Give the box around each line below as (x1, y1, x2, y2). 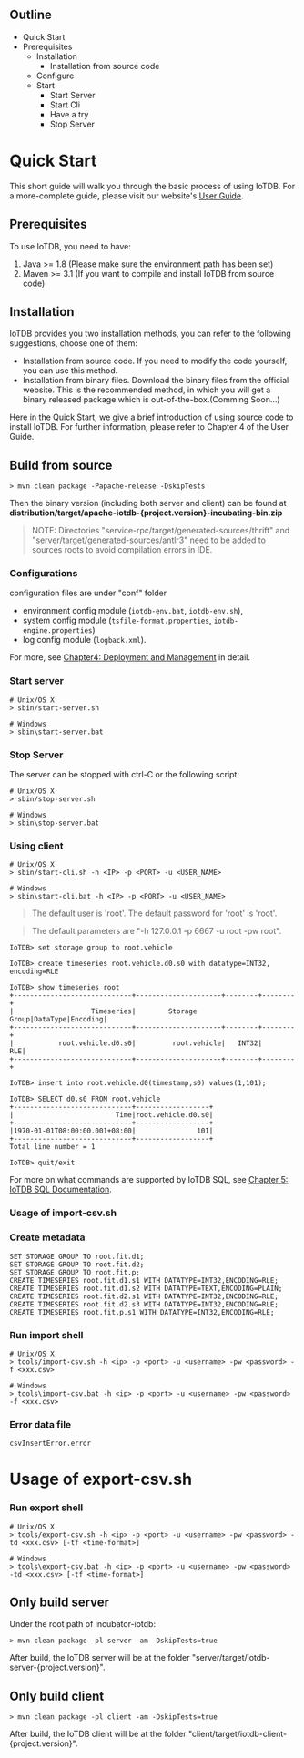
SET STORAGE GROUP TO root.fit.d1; (9, 1252, 145, 1261)
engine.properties (22, 626, 93, 635)
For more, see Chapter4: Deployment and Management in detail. (9, 652, 250, 663)
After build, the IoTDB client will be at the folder (9, 1729, 187, 1740)
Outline (9, 7, 52, 23)
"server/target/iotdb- (191, 1652, 270, 1663)
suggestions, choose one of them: (9, 338, 138, 349)
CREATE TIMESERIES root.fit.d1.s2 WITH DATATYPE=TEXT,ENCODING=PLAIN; (9, 1284, 283, 1293)
